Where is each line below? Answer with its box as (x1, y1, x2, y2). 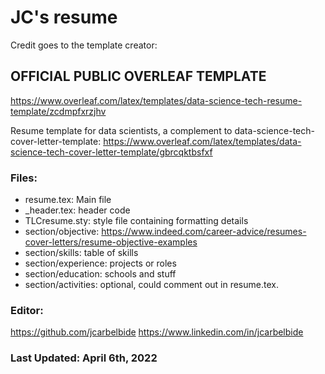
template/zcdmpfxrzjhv (10, 105, 107, 117)
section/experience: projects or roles (24, 257, 177, 270)
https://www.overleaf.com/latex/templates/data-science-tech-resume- (10, 94, 303, 106)
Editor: (10, 303, 44, 317)
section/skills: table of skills (24, 247, 139, 259)
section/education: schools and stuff (24, 268, 177, 280)
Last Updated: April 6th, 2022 (10, 351, 158, 365)
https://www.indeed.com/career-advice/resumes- (101, 226, 307, 238)
